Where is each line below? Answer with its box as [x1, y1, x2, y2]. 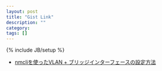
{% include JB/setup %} [6, 46, 65, 53]
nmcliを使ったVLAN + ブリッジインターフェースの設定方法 [14, 59, 156, 66]
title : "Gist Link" [6, 14, 54, 20]
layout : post [6, 8, 38, 15]
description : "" [6, 19, 46, 25]
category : [6, 25, 31, 31]
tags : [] [6, 31, 28, 36]
